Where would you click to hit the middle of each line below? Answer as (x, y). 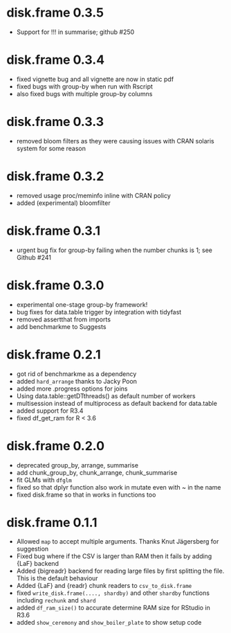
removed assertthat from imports (64, 319)
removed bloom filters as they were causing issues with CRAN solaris (115, 141)
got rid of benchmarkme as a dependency (76, 374)
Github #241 (34, 257)
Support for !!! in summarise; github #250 (75, 32)
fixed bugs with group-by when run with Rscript (85, 86)
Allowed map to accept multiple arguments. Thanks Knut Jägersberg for (118, 542)
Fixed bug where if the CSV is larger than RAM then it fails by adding (114, 556)
